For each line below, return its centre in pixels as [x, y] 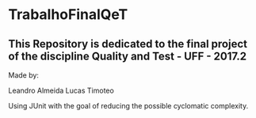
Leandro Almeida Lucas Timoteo [61, 90]
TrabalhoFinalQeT [68, 15]
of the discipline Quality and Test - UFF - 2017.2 [128, 56]
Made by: [24, 75]
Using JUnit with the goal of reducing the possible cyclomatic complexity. [128, 106]
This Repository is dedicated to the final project [128, 44]
